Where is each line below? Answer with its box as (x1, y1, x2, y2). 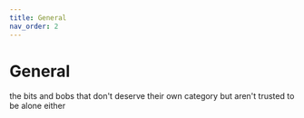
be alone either (9, 101, 66, 112)
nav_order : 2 (9, 22, 59, 31)
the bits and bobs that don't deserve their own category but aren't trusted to (9, 91, 295, 102)
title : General (9, 13, 67, 23)
